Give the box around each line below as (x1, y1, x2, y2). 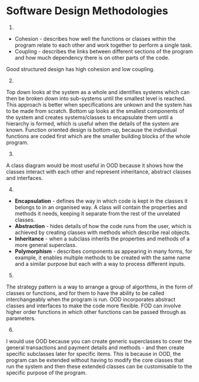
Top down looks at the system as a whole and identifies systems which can (6, 88, 190, 95)
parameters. (6, 314, 36, 322)
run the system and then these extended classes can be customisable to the (6, 362, 192, 370)
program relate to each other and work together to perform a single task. (14, 41, 192, 49)
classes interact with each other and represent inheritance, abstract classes (6, 168, 191, 175)
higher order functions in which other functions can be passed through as (6, 308, 187, 315)
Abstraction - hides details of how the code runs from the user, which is (14, 222, 192, 229)
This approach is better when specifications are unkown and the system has (6, 101, 192, 108)
